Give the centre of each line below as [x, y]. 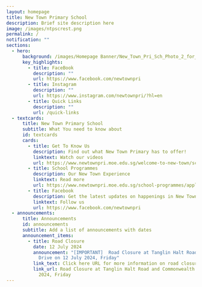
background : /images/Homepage [60, 57]
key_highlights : [42, 62]
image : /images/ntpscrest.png [44, 29]
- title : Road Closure [56, 241]
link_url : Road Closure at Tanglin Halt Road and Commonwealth [114, 269]
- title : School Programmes [63, 168]
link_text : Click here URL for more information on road [106, 264]
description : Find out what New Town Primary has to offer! [110, 152]
